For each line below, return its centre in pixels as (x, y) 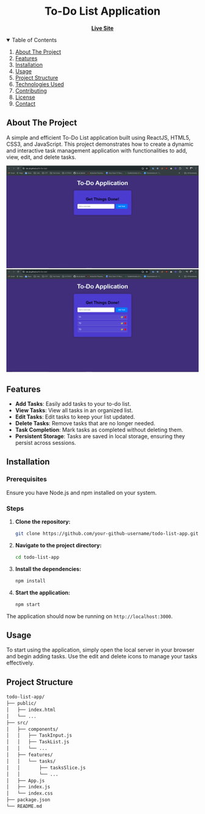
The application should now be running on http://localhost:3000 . (89, 616)
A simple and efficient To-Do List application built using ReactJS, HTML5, (99, 137)
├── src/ (17, 722)
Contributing (31, 90)
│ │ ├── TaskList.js (38, 742)
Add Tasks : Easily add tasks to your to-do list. (73, 404)
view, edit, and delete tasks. (41, 157)
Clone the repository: (43, 522)
